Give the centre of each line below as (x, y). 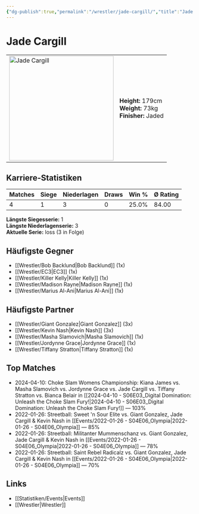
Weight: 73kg (139, 108)
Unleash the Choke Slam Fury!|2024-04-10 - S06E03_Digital (89, 402)
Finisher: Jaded (142, 115)
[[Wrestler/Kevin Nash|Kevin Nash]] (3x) (64, 330)
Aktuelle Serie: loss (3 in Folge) (45, 232)
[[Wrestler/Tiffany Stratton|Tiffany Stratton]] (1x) (74, 349)
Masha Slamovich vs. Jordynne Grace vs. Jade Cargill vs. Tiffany (94, 388)
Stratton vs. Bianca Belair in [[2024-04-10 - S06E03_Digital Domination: (103, 395)
